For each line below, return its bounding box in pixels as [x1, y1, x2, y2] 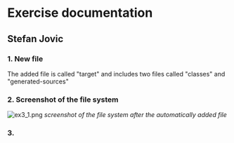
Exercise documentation [7, 5, 153, 21]
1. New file [7, 54, 44, 64]
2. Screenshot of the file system [7, 95, 119, 104]
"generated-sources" [7, 77, 69, 86]
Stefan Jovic [7, 33, 64, 45]
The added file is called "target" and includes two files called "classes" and [7, 69, 226, 78]
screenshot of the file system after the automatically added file [44, 111, 227, 119]
